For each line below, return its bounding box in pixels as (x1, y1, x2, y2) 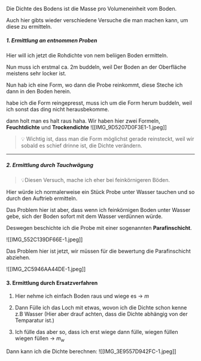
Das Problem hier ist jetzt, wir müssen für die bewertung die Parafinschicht (6, 247, 191, 254)
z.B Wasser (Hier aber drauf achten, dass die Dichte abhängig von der (14, 311, 188, 318)
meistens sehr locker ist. (6, 69, 67, 77)
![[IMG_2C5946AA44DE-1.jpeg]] (6, 265, 86, 272)
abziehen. (6, 254, 31, 261)
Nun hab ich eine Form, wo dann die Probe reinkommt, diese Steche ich (6, 81, 183, 89)
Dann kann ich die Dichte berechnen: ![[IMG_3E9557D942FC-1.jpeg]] (6, 347, 176, 355)
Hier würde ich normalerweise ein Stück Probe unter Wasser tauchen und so (6, 188, 195, 195)
